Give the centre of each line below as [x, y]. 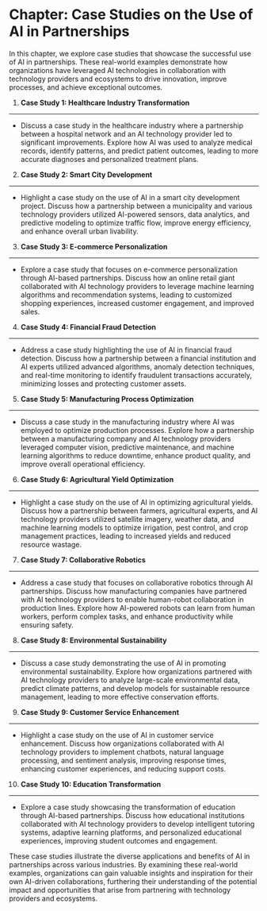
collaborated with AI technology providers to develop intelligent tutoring [137, 824]
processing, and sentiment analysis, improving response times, [123, 760]
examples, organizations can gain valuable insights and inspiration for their [131, 873]
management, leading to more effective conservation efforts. [120, 697]
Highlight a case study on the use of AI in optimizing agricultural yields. [137, 502]
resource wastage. [51, 544]
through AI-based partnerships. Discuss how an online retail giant [128, 278]
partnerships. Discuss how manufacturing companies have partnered [133, 591]
